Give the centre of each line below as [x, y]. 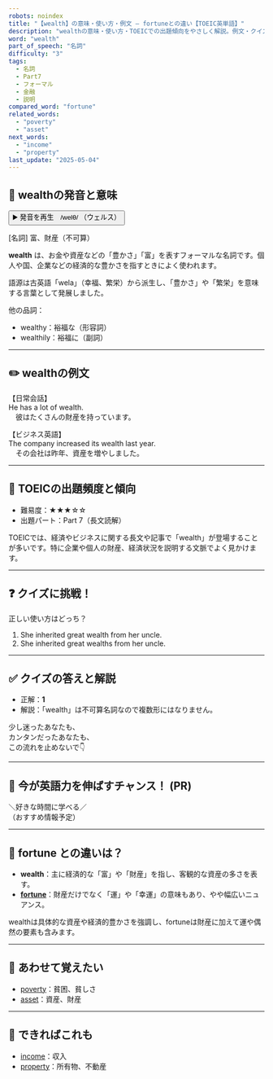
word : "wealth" [34, 39]
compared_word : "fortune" [52, 107]
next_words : [28, 137]
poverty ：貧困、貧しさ [58, 989]
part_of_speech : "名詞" [48, 46]
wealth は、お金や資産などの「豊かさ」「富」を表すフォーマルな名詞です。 [133, 255]
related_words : [34, 115]
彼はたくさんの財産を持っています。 [75, 417]
